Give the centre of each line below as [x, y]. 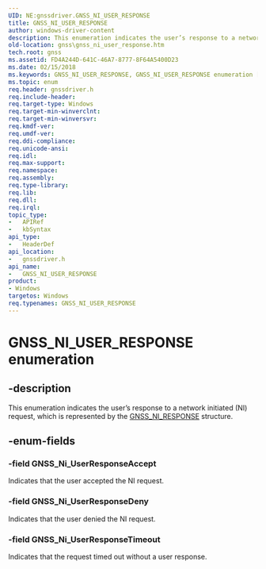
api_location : [32, 252]
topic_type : [28, 215]
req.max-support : [37, 163]
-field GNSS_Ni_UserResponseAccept [82, 463]
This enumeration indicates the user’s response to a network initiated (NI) [128, 408]
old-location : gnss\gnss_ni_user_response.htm [86, 45]
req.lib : [23, 192]
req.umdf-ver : [32, 133]
